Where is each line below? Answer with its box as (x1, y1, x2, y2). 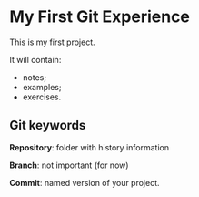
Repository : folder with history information (9, 141, 170, 152)
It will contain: (9, 54, 62, 65)
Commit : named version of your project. (9, 177, 161, 188)
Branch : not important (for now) (9, 160, 129, 171)
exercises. (22, 91, 62, 102)
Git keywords (9, 118, 86, 133)
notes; (22, 71, 47, 83)
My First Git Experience (9, 6, 191, 27)
